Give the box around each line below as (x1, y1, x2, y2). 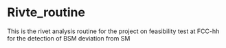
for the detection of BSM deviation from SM (7, 34, 131, 42)
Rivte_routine (7, 5, 86, 20)
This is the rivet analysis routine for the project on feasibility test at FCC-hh (7, 27, 220, 35)
